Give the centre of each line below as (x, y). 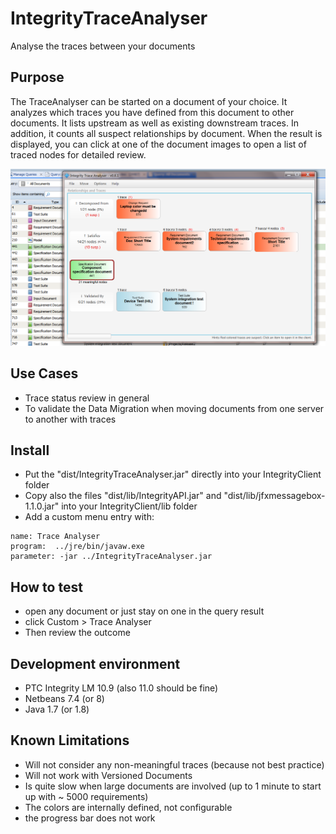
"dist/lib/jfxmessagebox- (274, 496)
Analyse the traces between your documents (103, 46)
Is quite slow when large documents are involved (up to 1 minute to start (173, 786)
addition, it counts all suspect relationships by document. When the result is (166, 133)
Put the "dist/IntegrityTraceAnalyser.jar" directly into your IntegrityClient (173, 474)
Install (30, 450)
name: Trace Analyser (55, 537)
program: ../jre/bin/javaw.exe (77, 547)
